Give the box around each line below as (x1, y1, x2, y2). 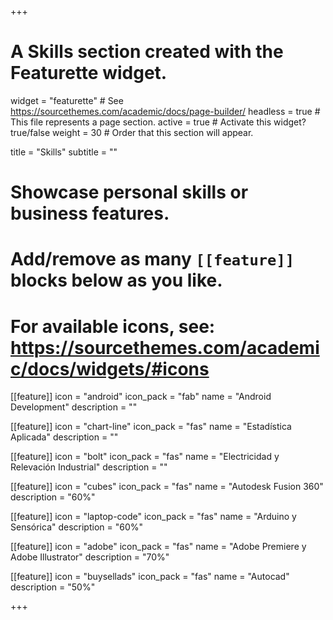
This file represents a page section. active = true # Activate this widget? (10, 116, 307, 128)
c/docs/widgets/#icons (10, 357, 210, 380)
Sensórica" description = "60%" (10, 521, 144, 533)
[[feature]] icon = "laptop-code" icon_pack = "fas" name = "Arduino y (10, 511, 297, 523)
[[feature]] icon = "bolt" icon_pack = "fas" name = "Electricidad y (10, 451, 280, 463)
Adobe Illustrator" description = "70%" (10, 551, 170, 563)
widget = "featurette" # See (10, 94, 124, 106)
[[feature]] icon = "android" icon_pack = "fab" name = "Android (10, 391, 272, 403)
